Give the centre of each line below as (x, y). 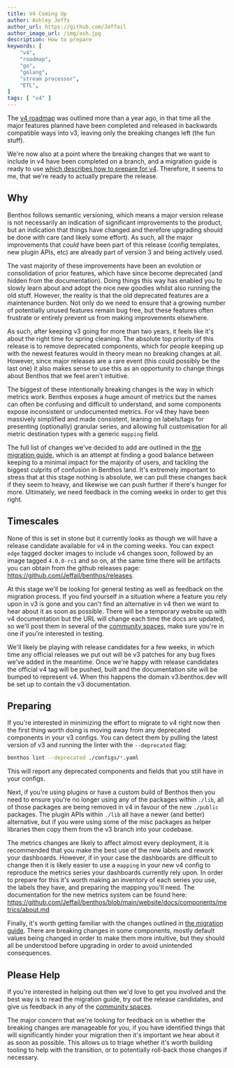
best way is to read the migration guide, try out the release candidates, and (115, 1000)
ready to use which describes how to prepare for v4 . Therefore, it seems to (115, 169)
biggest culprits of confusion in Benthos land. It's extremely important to (111, 470)
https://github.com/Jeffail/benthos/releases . (71, 575)
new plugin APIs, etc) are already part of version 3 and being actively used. (116, 252)
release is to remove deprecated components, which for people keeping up (115, 346)
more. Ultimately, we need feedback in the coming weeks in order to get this (117, 492)
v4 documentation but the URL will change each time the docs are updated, (116, 619)
